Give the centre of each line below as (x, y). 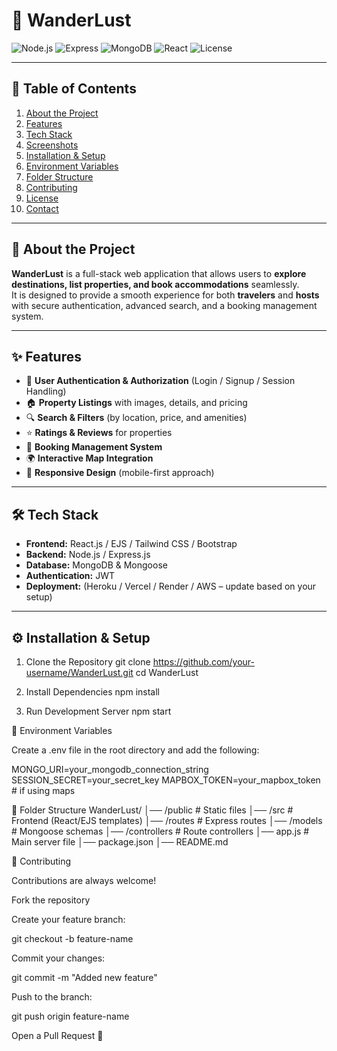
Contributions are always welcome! (84, 880)
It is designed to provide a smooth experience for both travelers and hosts (165, 295)
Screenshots (52, 145)
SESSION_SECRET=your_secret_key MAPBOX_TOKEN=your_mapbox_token (166, 780)
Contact (42, 208)
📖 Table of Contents (74, 89)
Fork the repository (51, 900)
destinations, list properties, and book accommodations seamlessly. (155, 284)
